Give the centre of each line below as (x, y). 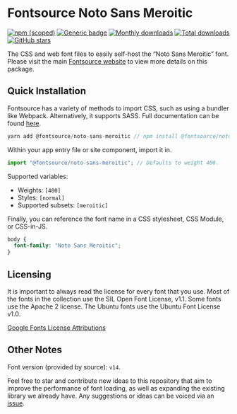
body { (17, 239)
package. (21, 69)
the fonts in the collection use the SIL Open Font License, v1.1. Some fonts (114, 299)
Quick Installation (47, 91)
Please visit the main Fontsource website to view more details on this (108, 61)
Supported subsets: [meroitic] (63, 205)
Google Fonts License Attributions (56, 328)
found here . (24, 123)
